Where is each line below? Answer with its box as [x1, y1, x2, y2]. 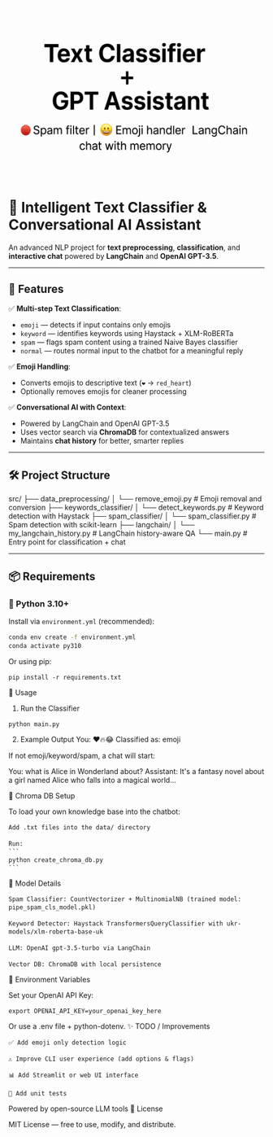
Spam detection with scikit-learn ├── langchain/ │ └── [8, 520, 195, 530]
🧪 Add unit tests [8, 1089, 67, 1097]
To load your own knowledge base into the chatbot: [8, 807, 180, 816]
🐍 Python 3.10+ [8, 597, 70, 609]
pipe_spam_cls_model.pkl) [8, 903, 96, 912]
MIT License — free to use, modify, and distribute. [8, 1119, 176, 1129]
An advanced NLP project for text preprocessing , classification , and [8, 243, 241, 252]
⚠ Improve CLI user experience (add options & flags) [8, 1055, 195, 1063]
